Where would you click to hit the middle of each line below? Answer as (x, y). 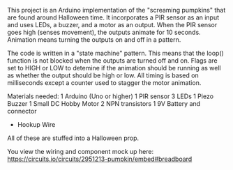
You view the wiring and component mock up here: (81, 152)
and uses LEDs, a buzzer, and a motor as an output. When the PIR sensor (112, 25)
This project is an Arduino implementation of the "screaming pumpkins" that (116, 10)
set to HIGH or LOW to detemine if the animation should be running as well (114, 68)
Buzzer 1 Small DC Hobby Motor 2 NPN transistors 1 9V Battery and (104, 103)
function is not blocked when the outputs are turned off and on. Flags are (112, 61)
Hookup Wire (36, 124)
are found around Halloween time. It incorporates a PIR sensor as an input (113, 17)
